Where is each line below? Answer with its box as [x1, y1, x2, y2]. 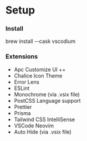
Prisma [13, 109, 32, 116]
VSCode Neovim [13, 122, 54, 129]
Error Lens [13, 78, 40, 85]
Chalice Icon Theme [13, 72, 62, 79]
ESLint [13, 85, 30, 92]
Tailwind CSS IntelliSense [13, 116, 75, 123]
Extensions [5, 52, 39, 61]
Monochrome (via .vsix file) [13, 90, 80, 98]
